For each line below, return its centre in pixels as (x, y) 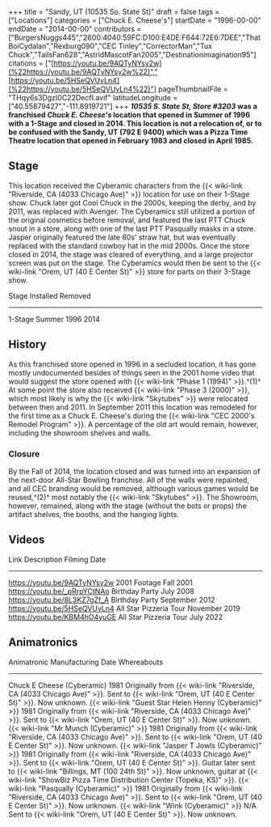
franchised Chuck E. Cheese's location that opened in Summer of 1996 (129, 115)
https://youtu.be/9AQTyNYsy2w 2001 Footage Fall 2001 (100, 583)
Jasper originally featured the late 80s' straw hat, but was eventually (122, 237)
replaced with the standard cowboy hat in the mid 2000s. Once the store (129, 245)
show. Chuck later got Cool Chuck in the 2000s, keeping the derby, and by (132, 202)
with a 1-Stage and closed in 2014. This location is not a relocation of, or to (135, 123)
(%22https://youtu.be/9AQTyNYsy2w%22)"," (83, 72)
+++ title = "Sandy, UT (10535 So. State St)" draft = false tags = (114, 12)
